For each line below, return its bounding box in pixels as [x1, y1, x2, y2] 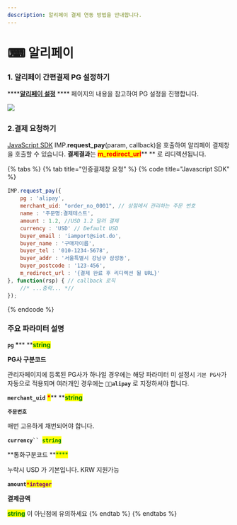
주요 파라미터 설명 [7, 324, 65, 334]
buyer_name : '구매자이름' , [20, 239, 96, 247]
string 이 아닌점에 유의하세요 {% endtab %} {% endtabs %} [7, 509, 178, 517]
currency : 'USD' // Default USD [20, 225, 119, 232]
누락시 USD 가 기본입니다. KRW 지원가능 [7, 465, 120, 474]
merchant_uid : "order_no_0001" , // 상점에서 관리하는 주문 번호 [20, 203, 196, 210]
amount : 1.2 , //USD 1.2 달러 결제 [20, 217, 119, 225]
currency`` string [7, 436, 62, 444]
